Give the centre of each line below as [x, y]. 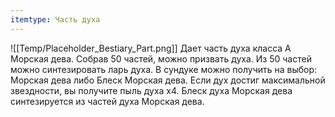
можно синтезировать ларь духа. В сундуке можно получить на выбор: [164, 69]
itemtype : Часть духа [55, 19]
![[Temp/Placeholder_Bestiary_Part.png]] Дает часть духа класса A [151, 48]
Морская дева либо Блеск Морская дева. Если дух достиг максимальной [168, 80]
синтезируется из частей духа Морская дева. [107, 101]
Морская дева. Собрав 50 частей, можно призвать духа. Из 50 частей [161, 58]
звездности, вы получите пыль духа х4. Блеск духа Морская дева [151, 90]
